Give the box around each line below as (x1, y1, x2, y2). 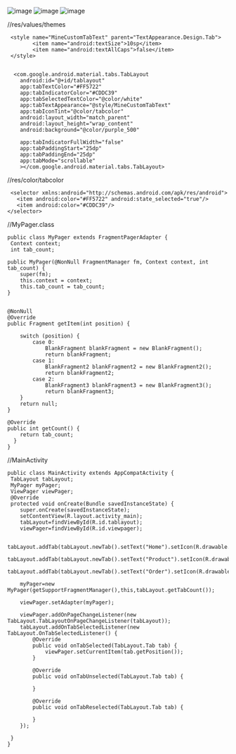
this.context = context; (20, 277, 93, 284)
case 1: (32, 357, 55, 364)
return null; (20, 400, 58, 407)
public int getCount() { (7, 425, 80, 432)
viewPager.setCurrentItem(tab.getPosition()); (44, 648, 184, 655)
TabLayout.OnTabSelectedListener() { (7, 630, 118, 637)
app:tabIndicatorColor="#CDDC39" (20, 89, 118, 97)
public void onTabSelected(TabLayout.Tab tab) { (32, 642, 178, 649)
